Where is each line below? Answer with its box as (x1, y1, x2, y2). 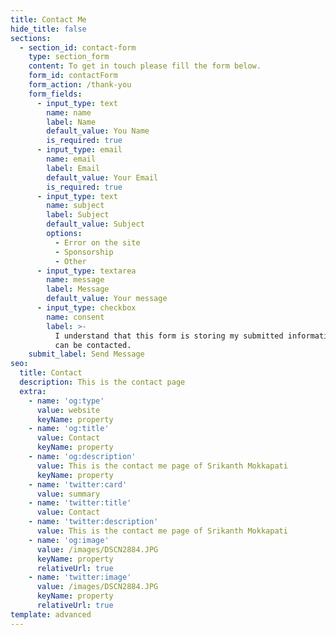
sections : (10, 33, 52, 43)
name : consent (46, 312, 105, 322)
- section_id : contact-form (19, 42, 137, 53)
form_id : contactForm (28, 71, 118, 81)
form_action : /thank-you (28, 80, 132, 90)
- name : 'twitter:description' (28, 517, 159, 527)
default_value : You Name (46, 126, 150, 136)
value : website (36, 405, 101, 415)
